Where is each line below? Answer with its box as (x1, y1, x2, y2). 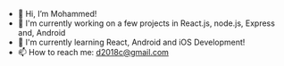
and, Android (17, 28, 66, 37)
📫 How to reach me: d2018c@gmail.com (17, 47, 170, 57)
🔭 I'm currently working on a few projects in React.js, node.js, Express (17, 18, 275, 29)
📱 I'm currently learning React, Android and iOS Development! (17, 37, 246, 47)
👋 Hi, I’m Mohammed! (17, 9, 97, 19)
